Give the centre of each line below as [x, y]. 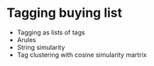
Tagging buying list [65, 13]
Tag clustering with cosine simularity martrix [82, 55]
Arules [26, 39]
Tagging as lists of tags [51, 32]
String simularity [41, 47]
